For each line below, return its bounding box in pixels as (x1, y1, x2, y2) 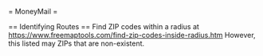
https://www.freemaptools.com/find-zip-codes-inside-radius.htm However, (8, 31, 257, 39)
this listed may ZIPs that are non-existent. (8, 39, 145, 48)
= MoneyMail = (8, 7, 58, 16)
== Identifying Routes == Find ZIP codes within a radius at (8, 22, 199, 31)
